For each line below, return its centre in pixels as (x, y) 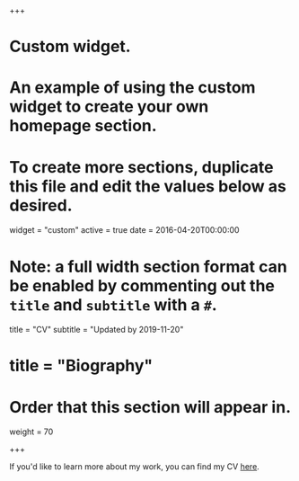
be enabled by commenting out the (142, 285)
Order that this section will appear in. (150, 407)
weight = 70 (31, 432)
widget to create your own (109, 107)
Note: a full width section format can (148, 267)
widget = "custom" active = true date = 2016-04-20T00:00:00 (124, 230)
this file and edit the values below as (148, 186)
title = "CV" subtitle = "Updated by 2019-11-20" (97, 330)
